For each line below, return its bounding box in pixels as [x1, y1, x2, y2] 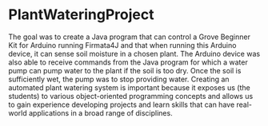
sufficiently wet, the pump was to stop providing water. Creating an [8, 74, 230, 84]
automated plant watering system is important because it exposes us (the [8, 82, 250, 93]
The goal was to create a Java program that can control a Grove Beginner [8, 32, 250, 41]
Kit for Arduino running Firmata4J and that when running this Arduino [8, 40, 237, 49]
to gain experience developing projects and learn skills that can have [8, 100, 235, 109]
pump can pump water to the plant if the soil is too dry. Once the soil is [8, 65, 242, 75]
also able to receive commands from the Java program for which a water [8, 57, 248, 67]
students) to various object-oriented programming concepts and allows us [8, 91, 254, 100]
